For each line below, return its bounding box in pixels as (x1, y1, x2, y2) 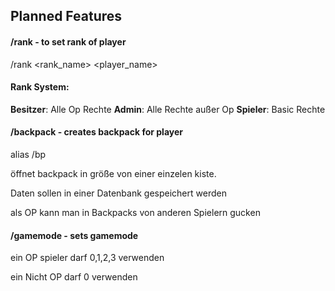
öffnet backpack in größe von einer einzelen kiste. (10, 168, 217, 179)
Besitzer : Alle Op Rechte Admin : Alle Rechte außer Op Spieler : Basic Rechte (10, 103, 326, 115)
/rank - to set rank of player (10, 35, 127, 48)
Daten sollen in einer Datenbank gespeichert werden (10, 187, 227, 199)
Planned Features (10, 8, 123, 25)
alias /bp (10, 149, 47, 160)
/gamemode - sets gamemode (10, 229, 139, 241)
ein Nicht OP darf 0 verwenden (10, 271, 138, 283)
